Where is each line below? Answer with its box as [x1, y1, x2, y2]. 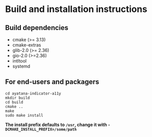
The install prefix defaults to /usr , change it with [5, 121, 107, 127]
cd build [5, 99, 23, 104]
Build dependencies [5, 23, 69, 32]
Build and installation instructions [5, 3, 148, 15]
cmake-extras [12, 42, 41, 48]
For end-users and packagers [5, 77, 100, 86]
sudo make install [5, 112, 43, 118]
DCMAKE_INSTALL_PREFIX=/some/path [5, 126, 77, 132]
